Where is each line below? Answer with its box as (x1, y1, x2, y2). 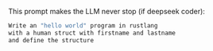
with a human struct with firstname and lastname (8, 29, 176, 37)
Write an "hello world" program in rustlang (8, 22, 158, 30)
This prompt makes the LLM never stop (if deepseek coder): (8, 7, 205, 16)
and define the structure (8, 36, 94, 44)
